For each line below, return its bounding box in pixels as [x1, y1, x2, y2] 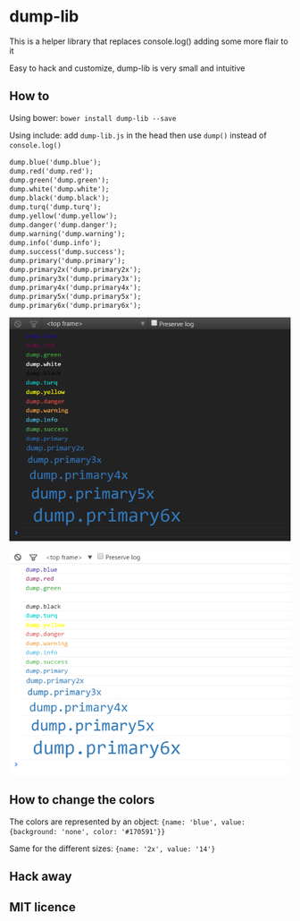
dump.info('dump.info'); [9, 238, 102, 247]
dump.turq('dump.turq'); [9, 202, 102, 211]
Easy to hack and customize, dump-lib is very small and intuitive [9, 63, 246, 73]
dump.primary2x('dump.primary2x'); [9, 265, 142, 274]
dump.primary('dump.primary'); [9, 256, 126, 265]
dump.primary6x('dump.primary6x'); [9, 301, 142, 310]
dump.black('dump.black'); [9, 193, 110, 202]
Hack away [9, 869, 72, 884]
